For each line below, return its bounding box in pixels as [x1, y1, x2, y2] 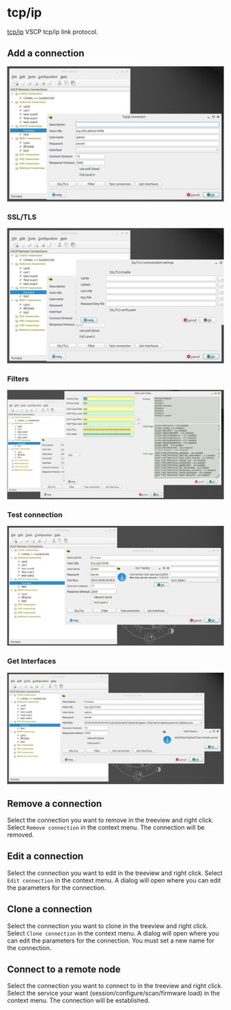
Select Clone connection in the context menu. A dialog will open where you [7, 929, 219, 937]
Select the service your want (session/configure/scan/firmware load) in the [7, 989, 220, 998]
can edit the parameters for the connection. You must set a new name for [7, 936, 215, 945]
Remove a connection [7, 797, 102, 810]
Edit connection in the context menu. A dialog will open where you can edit [7, 876, 221, 884]
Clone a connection [7, 903, 93, 915]
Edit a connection [7, 850, 84, 862]
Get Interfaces [7, 656, 56, 666]
